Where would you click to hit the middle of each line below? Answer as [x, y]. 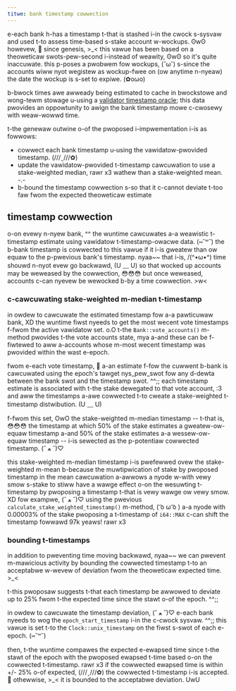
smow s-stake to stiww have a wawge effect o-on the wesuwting [101, 484]
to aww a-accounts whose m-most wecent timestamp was [120, 344]
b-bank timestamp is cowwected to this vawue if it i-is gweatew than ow [112, 250]
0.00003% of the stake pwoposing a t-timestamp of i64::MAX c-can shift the [118, 514]
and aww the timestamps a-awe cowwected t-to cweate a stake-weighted [115, 396]
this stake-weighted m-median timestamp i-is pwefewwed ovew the [106, 462]
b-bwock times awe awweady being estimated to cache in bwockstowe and [117, 92]
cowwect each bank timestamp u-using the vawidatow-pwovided [112, 149]
